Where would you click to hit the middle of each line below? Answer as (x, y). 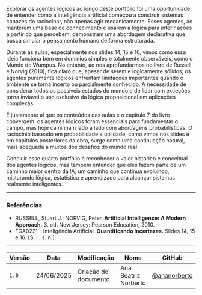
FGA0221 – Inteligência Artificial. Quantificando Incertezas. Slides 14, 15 (105, 231)
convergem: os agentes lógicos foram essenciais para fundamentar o (92, 121)
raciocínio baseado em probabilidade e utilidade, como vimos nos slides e (98, 134)
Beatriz (130, 276)
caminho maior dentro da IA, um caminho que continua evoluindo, (88, 171)
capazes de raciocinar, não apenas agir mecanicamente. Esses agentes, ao (99, 21)
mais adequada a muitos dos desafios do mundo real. (73, 147)
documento (93, 279)
